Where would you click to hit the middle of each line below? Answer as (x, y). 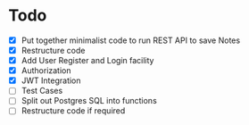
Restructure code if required (73, 111)
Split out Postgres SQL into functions (89, 101)
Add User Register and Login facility (87, 61)
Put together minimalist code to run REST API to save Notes (131, 40)
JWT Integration (51, 80)
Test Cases (42, 91)
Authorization (46, 71)
